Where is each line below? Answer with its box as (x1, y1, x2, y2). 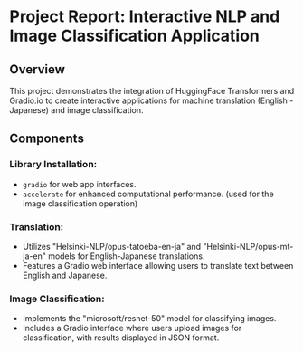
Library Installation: (9, 158, 98, 171)
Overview (9, 62, 66, 77)
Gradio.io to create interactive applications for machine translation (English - (9, 95, 294, 106)
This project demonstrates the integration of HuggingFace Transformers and (9, 86, 295, 96)
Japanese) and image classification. (9, 105, 144, 115)
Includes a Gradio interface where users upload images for (22, 323, 242, 334)
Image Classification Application (9, 25, 260, 46)
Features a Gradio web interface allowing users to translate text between (22, 260, 294, 271)
